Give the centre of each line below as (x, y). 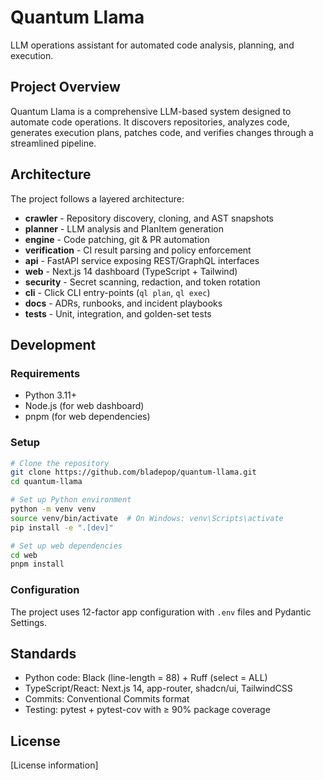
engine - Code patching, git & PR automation (117, 239)
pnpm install (37, 564)
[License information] (54, 765)
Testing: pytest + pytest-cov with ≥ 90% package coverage (147, 710)
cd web (24, 555)
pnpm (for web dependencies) (87, 417)
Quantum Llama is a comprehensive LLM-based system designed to (151, 111)
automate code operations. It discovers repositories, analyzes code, (150, 122)
